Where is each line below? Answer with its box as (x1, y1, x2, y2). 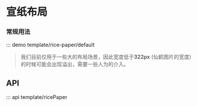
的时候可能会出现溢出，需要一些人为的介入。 (20, 61, 129, 68)
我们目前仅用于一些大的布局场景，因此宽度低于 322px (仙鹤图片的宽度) (20, 53, 192, 60)
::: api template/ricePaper (6, 94, 68, 101)
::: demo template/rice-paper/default (6, 42, 95, 49)
